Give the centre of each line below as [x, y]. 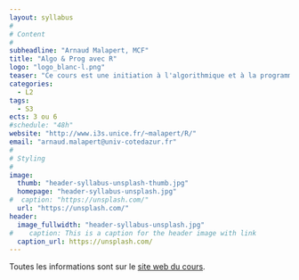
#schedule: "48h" [41, 126]
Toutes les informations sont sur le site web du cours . [108, 267]
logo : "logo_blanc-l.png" [57, 68]
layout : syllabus [41, 17]
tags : [19, 100]
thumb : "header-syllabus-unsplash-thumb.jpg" [103, 184]
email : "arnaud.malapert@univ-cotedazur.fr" [93, 142]
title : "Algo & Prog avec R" [63, 59]
